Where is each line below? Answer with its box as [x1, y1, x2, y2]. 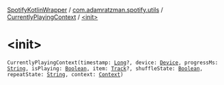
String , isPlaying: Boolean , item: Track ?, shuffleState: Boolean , [7, 65, 204, 72]
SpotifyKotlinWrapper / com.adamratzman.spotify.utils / [7, 6, 164, 14]
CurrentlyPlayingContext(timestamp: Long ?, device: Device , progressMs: [7, 59, 219, 66]
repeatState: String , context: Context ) [7, 71, 124, 78]
